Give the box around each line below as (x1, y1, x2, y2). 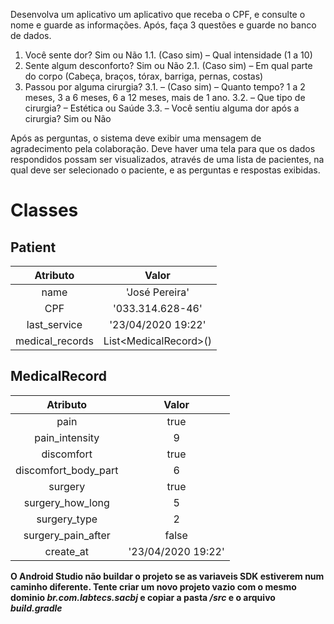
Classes (10, 199, 79, 222)
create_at (44, 544, 89, 558)
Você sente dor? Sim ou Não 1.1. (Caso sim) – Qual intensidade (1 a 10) (24, 49, 313, 61)
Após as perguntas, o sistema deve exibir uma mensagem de (10, 132, 262, 144)
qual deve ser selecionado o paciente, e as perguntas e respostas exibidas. (10, 164, 321, 176)
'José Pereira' (125, 285, 190, 299)
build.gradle (10, 602, 63, 614)
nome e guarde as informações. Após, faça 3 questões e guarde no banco (10, 19, 317, 31)
